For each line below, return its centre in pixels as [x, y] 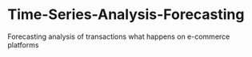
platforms [23, 44]
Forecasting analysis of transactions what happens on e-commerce [119, 36]
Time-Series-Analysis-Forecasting [126, 15]
